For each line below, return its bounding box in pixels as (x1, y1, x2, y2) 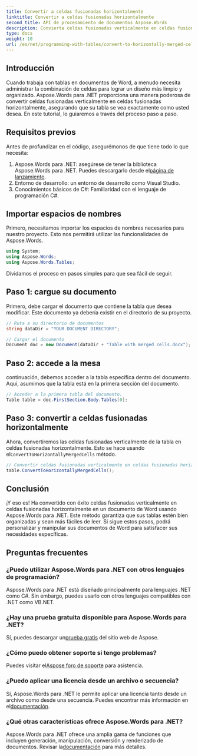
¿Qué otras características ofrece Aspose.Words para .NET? (6, 717, 183, 725)
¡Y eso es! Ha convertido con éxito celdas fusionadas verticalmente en (6, 499, 177, 506)
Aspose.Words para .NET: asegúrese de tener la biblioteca (14, 160, 157, 168)
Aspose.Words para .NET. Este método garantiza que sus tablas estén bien (6, 512, 189, 519)
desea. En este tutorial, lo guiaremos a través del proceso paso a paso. (6, 110, 179, 117)
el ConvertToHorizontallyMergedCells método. (6, 450, 117, 457)
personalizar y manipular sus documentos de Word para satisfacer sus (6, 525, 178, 532)
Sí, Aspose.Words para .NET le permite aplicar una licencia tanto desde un (6, 690, 187, 697)
